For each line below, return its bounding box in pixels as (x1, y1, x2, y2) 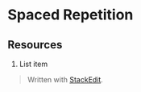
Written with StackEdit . (27, 75, 104, 84)
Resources (7, 38, 63, 52)
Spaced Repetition (7, 6, 134, 24)
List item (19, 59, 48, 69)
